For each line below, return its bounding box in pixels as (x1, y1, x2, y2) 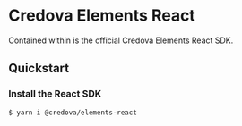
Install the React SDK (8, 88, 102, 100)
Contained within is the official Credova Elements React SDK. (8, 35, 234, 46)
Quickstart (8, 61, 70, 76)
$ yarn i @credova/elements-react (8, 108, 138, 117)
